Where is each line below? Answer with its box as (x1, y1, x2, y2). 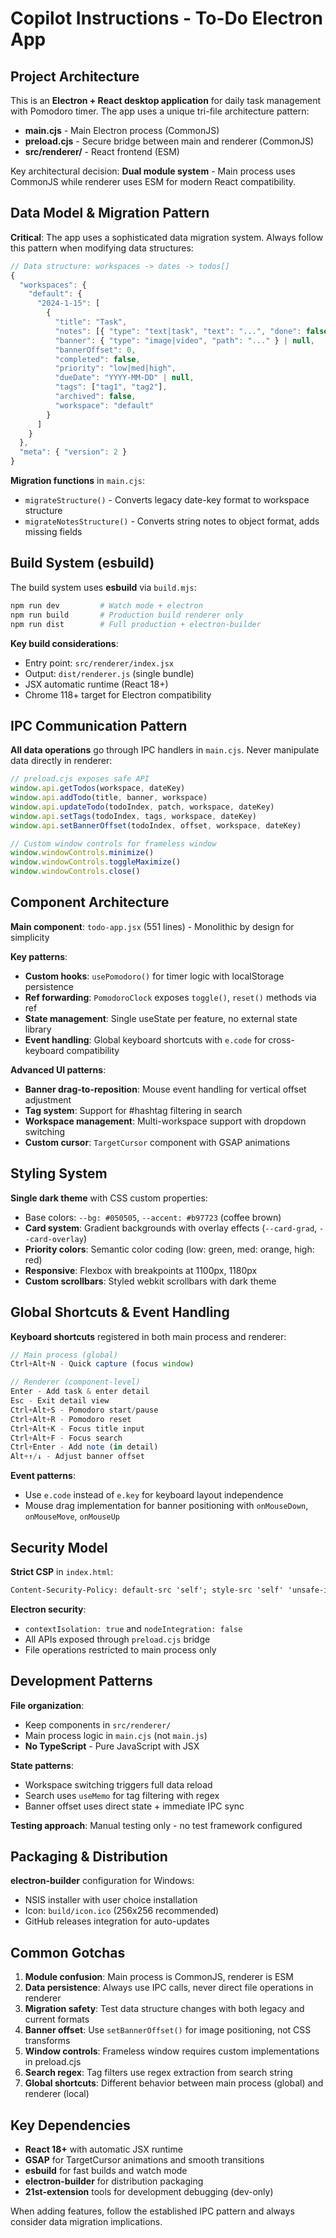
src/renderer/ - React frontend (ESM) (24, 146, 180, 157)
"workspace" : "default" (54, 400, 155, 411)
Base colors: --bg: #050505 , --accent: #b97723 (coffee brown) (24, 1211, 282, 1223)
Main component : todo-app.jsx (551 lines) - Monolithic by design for (10, 920, 295, 932)
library (24, 1023, 52, 1035)
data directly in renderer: (10, 755, 113, 767)
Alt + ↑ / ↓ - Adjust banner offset (10, 1452, 145, 1462)
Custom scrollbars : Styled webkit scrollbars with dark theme (24, 1275, 277, 1287)
